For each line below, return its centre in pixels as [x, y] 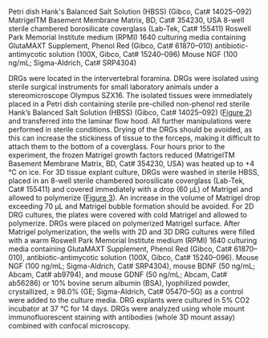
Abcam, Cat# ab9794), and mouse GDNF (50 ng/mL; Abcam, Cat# [118, 275]
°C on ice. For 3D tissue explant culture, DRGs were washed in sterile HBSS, [134, 172]
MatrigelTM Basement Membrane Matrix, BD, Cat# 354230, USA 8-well [126, 20]
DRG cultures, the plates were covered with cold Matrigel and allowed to [128, 215]
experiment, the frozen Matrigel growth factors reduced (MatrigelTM [122, 155]
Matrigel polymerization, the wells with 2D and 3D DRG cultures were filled [132, 232]
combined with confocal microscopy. [69, 326]
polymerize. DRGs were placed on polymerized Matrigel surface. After [124, 223]
